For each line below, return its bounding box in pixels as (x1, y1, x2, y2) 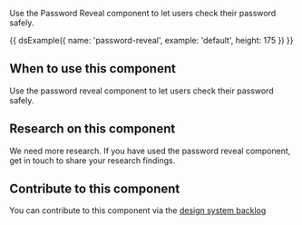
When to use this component (9, 61, 177, 76)
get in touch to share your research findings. (9, 154, 176, 166)
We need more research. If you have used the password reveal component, (9, 145, 291, 156)
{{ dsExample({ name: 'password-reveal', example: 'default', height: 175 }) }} (9, 35, 294, 45)
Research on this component (9, 122, 176, 137)
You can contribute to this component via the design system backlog (9, 205, 267, 216)
